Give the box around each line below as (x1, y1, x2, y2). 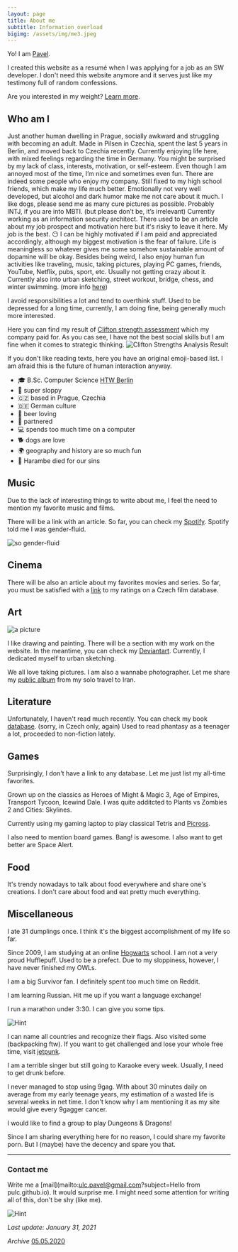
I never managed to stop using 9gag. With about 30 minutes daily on (7, 1082, 208, 1091)
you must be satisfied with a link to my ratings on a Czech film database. (7, 585, 220, 594)
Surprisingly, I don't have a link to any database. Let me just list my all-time (7, 769, 226, 778)
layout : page (7, 10, 46, 18)
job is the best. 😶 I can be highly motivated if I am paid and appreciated (7, 230, 217, 239)
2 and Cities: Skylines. (7, 805, 72, 814)
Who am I (7, 113, 50, 125)
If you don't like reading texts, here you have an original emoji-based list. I (7, 354, 223, 363)
